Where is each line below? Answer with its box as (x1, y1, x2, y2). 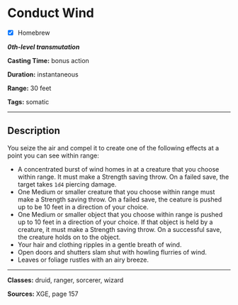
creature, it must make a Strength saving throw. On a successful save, (17, 225, 222, 233)
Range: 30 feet (7, 84, 52, 92)
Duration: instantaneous (7, 70, 79, 79)
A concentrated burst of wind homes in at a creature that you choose (17, 165, 220, 173)
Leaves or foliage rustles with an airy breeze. (17, 255, 149, 264)
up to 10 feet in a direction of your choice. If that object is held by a (17, 218, 213, 226)
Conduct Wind (7, 5, 94, 21)
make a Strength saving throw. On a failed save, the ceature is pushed (17, 195, 222, 204)
